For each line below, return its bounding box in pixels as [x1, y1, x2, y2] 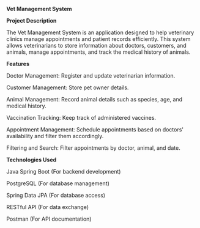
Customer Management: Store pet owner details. [6, 84, 129, 91]
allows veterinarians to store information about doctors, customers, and [6, 42, 187, 49]
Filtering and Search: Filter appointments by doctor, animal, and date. [6, 144, 180, 152]
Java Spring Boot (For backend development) [6, 168, 121, 175]
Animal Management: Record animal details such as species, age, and [6, 96, 183, 103]
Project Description [6, 17, 57, 24]
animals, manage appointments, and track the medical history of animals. [6, 48, 191, 56]
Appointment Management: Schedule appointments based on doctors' [6, 126, 184, 133]
